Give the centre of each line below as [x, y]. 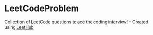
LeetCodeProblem [42, 9]
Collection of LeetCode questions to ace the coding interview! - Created [76, 22]
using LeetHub [19, 27]
